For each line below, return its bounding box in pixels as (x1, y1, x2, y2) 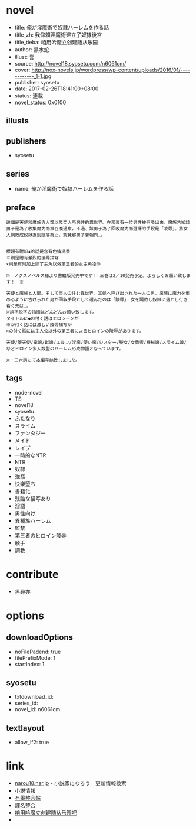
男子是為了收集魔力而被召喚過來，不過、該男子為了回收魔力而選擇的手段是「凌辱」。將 (6, 226, 184, 232)
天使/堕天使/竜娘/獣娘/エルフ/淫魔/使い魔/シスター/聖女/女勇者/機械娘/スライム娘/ (6, 339, 187, 346)
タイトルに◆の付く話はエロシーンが (6, 315, 79, 321)
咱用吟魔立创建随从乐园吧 (14, 809, 77, 816)
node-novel (14, 389, 43, 396)
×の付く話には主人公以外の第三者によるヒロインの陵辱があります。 (6, 328, 144, 334)
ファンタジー (14, 429, 46, 437)
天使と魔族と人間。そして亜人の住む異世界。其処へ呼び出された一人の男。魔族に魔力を (6, 290, 186, 296)
